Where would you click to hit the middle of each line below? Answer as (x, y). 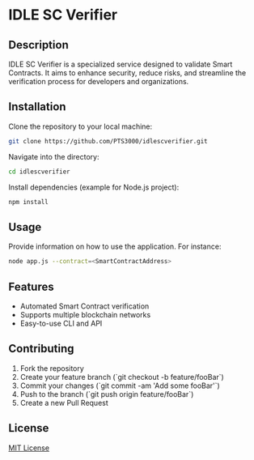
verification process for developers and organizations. (99, 81)
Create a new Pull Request (64, 402)
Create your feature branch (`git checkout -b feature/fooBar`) (122, 377)
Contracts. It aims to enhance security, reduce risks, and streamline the (127, 73)
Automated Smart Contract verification (85, 306)
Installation (37, 107)
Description (38, 45)
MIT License (29, 448)
